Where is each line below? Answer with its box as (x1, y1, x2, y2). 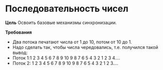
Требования (5, 29, 32, 35)
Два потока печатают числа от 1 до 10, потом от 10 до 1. (12, 38, 132, 45)
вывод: (12, 49, 28, 55)
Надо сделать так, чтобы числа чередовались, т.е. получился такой (12, 44, 158, 50)
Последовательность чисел (5, 3, 129, 14)
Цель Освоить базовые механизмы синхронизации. (5, 19, 117, 25)
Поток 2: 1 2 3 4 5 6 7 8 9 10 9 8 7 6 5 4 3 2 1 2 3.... (12, 60, 118, 66)
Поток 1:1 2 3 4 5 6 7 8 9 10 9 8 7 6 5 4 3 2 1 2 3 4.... (12, 54, 120, 60)
